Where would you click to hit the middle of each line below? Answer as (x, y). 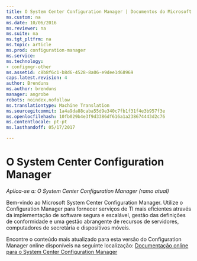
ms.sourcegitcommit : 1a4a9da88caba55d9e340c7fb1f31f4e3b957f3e (86, 111)
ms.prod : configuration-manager (46, 50)
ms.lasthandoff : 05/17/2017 (41, 128)
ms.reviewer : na (26, 28)
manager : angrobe (28, 94)
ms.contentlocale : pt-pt (37, 122)
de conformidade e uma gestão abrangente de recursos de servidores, (93, 221)
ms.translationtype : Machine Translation (58, 105)
